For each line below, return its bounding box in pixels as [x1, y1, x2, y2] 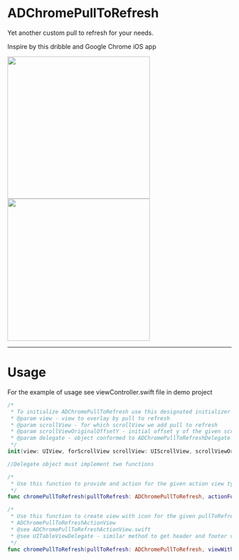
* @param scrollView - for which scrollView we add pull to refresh [10, 421, 218, 429]
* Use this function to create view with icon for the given [10, 513, 196, 520]
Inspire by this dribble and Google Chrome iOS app [7, 42, 156, 50]
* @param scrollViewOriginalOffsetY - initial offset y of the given [10, 428, 221, 435]
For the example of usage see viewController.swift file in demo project [7, 387, 213, 396]
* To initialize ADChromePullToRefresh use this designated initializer [10, 408, 231, 415]
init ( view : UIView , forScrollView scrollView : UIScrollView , [7, 448, 193, 455]
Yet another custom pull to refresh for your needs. [7, 28, 154, 37]
